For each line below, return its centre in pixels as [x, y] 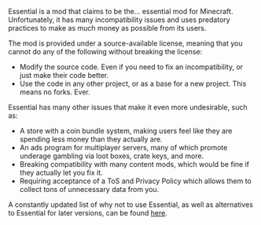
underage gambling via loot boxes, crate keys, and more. [112, 156]
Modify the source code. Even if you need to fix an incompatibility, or [131, 67]
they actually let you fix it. [61, 173]
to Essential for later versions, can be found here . [88, 213]
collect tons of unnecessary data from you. [89, 189]
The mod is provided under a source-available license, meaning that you [125, 43]
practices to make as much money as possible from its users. [107, 28]
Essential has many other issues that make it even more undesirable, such [128, 107]
